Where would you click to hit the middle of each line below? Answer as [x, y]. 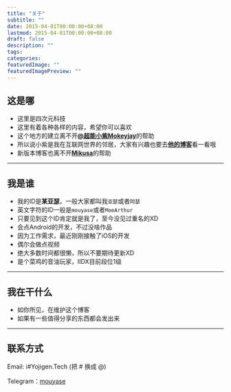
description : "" [30, 45]
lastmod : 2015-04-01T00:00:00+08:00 [59, 33]
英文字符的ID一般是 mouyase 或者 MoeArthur [75, 210]
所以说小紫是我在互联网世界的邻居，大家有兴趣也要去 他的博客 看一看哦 [117, 145]
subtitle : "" [26, 20]
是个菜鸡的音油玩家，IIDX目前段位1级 [69, 262]
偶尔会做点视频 [38, 245]
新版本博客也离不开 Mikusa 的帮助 [64, 153]
